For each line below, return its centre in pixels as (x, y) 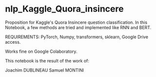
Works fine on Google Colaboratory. (41, 51)
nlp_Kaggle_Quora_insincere (64, 9)
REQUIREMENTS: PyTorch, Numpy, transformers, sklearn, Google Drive (77, 37)
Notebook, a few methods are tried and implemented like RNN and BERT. (78, 27)
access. (13, 42)
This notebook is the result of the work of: (47, 61)
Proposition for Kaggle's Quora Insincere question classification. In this (76, 22)
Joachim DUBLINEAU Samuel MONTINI (45, 70)
